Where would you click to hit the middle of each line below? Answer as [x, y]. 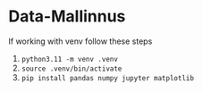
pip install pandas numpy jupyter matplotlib [107, 78]
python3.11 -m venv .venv [69, 59]
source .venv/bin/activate [72, 69]
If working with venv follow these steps [80, 41]
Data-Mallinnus [67, 17]
